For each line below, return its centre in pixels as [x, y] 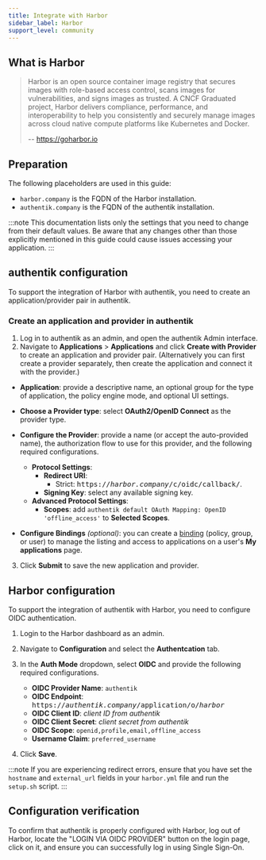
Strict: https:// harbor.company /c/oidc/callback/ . [148, 484]
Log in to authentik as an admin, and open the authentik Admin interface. [139, 338]
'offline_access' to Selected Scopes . [107, 518]
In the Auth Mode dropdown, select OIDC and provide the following [130, 664]
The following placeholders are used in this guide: [90, 183]
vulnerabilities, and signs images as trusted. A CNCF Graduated [132, 98]
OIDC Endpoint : [58, 696]
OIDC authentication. [42, 618]
